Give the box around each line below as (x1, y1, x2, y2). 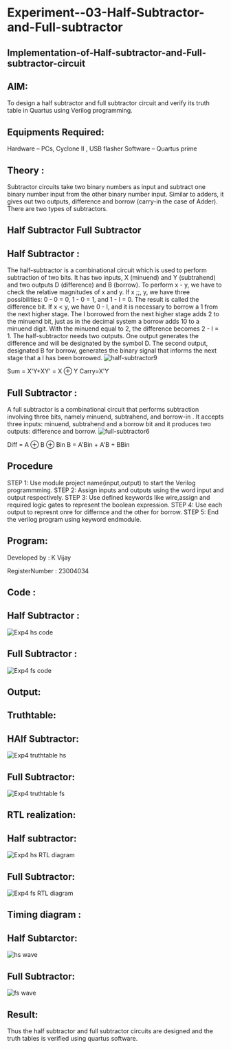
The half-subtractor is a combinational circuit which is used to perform (7, 266, 208, 274)
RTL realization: (7, 809, 76, 821)
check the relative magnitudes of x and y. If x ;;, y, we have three (7, 288, 190, 296)
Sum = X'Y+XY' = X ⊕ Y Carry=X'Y (7, 367, 109, 375)
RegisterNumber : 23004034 (7, 566, 89, 575)
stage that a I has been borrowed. (7, 354, 103, 362)
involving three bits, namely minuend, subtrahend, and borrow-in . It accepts (7, 412, 224, 421)
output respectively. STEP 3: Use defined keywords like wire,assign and (7, 493, 210, 501)
